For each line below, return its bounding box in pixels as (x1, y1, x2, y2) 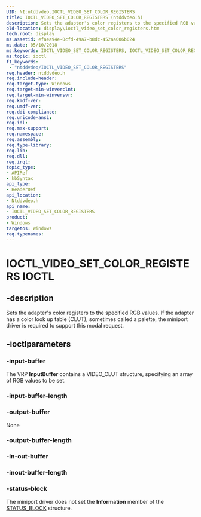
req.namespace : (6, 131, 44, 137)
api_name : (6, 203, 31, 209)
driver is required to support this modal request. (6, 322, 124, 329)
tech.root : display (6, 31, 55, 37)
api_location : (6, 192, 42, 198)
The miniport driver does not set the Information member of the (6, 498, 165, 505)
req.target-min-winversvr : (6, 92, 74, 98)
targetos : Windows (6, 225, 52, 231)
